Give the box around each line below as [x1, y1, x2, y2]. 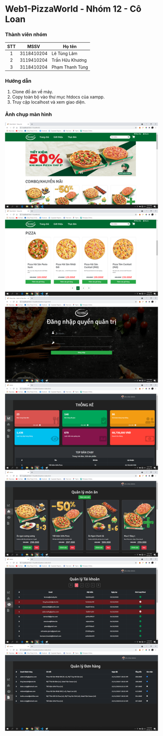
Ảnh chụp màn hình [5, 111, 52, 118]
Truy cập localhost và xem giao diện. [12, 99, 86, 105]
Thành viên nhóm [5, 31, 48, 38]
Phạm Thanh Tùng [51, 64, 88, 70]
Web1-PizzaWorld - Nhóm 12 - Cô [5, 3, 142, 15]
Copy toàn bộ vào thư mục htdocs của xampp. [12, 94, 105, 100]
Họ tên [63, 43, 77, 49]
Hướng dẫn [5, 78, 32, 85]
